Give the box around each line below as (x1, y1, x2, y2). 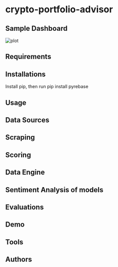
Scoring (5, 150, 31, 159)
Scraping (5, 133, 35, 142)
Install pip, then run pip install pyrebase (5, 84, 89, 90)
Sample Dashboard (5, 24, 68, 33)
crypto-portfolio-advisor (5, 4, 113, 15)
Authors (5, 255, 32, 264)
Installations (5, 70, 46, 78)
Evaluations (5, 202, 44, 211)
